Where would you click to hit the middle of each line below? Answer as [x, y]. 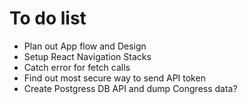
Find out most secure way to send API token [114, 78]
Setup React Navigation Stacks [87, 56]
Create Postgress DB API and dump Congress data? [130, 88]
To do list [48, 18]
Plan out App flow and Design [85, 46]
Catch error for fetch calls [77, 67]
